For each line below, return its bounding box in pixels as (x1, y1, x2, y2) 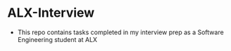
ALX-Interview (7, 5, 95, 21)
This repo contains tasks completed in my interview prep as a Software (17, 28, 224, 36)
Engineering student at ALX (17, 35, 97, 43)
